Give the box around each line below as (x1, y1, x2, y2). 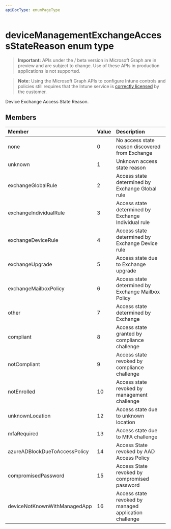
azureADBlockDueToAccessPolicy (8, 448, 89, 455)
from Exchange (116, 150, 153, 157)
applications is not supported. (17, 68, 80, 74)
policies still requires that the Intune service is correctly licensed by (17, 83, 159, 89)
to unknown (116, 412, 145, 420)
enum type (67, 40, 115, 51)
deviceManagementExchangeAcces (5, 29, 162, 41)
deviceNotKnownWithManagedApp (8, 503, 93, 510)
